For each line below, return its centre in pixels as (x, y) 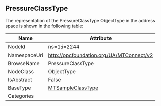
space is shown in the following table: (44, 26)
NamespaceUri (26, 55)
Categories (21, 96)
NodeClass (21, 71)
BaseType (19, 88)
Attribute (101, 38)
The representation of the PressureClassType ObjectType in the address (80, 20)
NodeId (16, 46)
